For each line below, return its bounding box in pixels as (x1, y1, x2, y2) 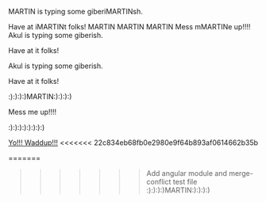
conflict (146, 177, 172, 186)
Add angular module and (146, 169, 228, 177)
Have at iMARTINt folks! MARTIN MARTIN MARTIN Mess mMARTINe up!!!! (8, 22, 251, 31)
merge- (229, 169, 254, 177)
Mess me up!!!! (8, 107, 57, 116)
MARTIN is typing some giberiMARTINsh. (8, 7, 143, 16)
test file (172, 177, 198, 186)
